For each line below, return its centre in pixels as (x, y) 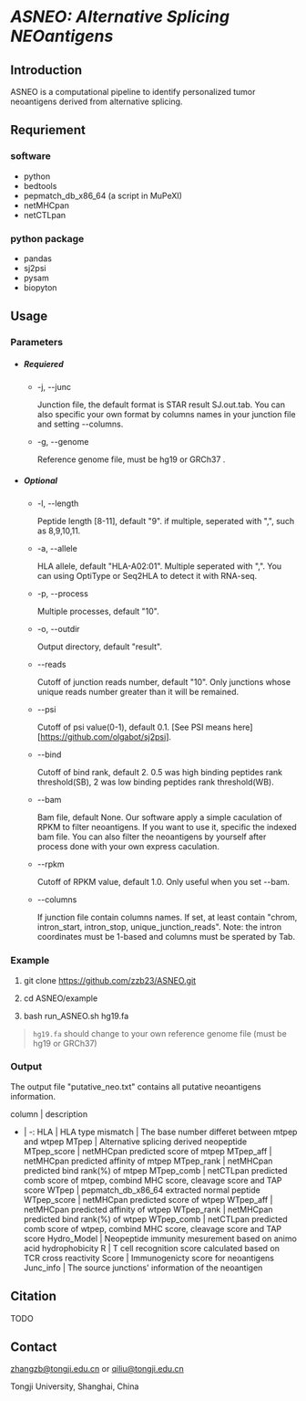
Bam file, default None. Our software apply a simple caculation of (159, 817)
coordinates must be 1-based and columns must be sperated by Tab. (166, 937)
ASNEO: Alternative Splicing (120, 17)
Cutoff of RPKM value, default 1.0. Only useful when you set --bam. (163, 882)
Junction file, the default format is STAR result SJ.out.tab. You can (161, 405)
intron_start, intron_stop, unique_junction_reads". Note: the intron (159, 927)
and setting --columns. (80, 424)
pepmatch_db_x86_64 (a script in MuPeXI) (103, 195)
